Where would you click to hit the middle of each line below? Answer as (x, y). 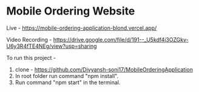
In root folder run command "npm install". (67, 76)
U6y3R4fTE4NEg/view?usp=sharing (52, 46)
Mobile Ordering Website (71, 11)
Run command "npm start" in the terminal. (68, 82)
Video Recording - (29, 39)
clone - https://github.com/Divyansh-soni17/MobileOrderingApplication (104, 69)
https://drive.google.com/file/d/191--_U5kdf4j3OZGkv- (121, 39)
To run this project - (31, 57)
